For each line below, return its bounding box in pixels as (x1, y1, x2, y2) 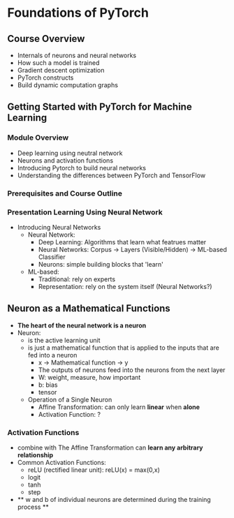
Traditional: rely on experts (38, 274, 116, 283)
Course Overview (7, 33, 85, 45)
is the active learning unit (27, 336, 101, 344)
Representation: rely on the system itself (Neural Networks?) (38, 282, 212, 290)
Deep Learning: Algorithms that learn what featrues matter (38, 237, 207, 246)
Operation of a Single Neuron (27, 395, 112, 404)
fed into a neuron (27, 350, 78, 359)
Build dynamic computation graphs (17, 81, 119, 89)
